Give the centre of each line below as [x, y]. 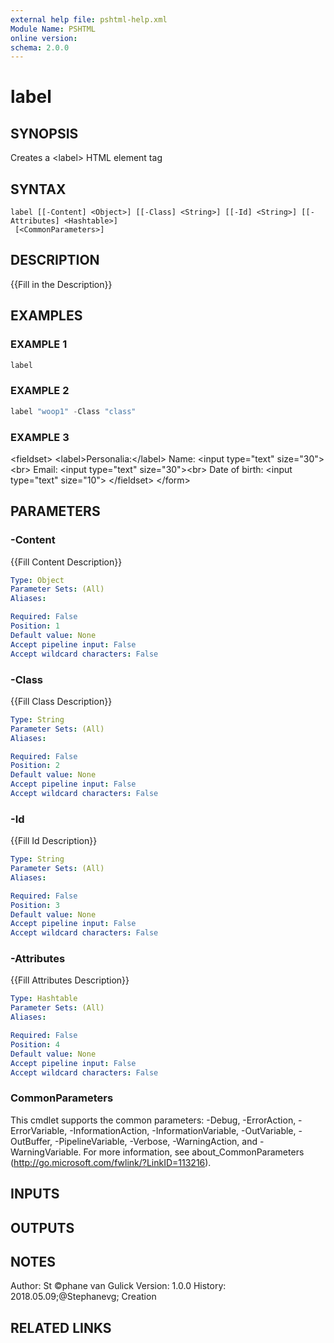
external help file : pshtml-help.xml [89, 19]
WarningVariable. [46, 1152]
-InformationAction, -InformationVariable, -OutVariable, [183, 1130]
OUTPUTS [42, 1227]
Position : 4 [35, 1044]
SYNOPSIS [44, 133]
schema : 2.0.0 [40, 47]
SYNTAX [38, 189]
